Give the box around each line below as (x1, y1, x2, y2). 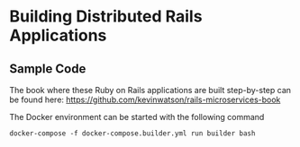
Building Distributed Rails (9, 6, 203, 27)
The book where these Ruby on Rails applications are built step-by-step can (9, 85, 291, 95)
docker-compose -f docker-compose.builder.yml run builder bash (9, 129, 256, 138)
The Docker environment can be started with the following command (9, 112, 265, 122)
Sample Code (9, 61, 86, 76)
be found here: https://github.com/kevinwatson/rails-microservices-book (9, 94, 281, 105)
